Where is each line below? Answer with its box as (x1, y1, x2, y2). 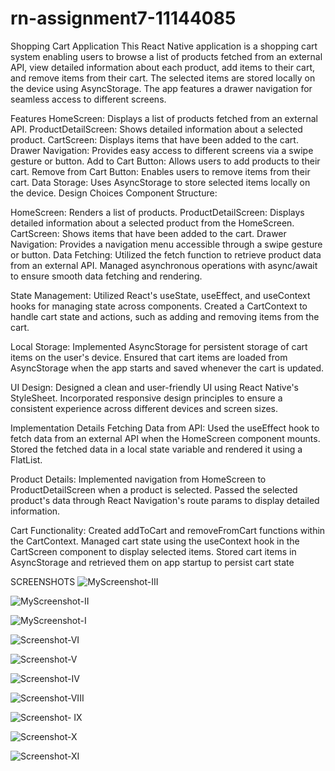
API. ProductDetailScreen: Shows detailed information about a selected (10, 123, 303, 135)
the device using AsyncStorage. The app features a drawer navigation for (10, 82, 313, 94)
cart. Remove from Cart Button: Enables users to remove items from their (10, 165, 311, 177)
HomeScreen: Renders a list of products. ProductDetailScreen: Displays (10, 206, 305, 218)
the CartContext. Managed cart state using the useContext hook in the (10, 535, 300, 547)
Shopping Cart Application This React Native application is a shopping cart (10, 40, 318, 52)
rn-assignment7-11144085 (10, 7, 237, 30)
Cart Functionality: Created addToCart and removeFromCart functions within (10, 524, 326, 536)
